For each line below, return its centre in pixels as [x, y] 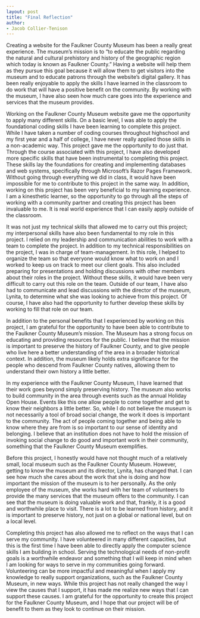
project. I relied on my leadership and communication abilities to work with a [100, 240]
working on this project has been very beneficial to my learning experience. [99, 190]
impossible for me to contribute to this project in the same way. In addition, [98, 184]
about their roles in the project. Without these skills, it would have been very [99, 277]
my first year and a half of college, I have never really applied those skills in [98, 139]
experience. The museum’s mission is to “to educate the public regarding [96, 52]
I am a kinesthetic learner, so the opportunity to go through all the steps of [97, 196]
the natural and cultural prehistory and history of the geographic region [93, 58]
